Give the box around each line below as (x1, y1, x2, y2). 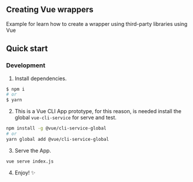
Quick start (6, 44, 48, 54)
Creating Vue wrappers (6, 5, 94, 15)
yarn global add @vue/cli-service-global (6, 136, 109, 142)
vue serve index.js (6, 158, 54, 164)
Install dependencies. (14, 75, 67, 82)
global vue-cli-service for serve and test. (14, 114, 117, 121)
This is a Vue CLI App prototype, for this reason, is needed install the (14, 108, 182, 115)
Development (6, 61, 46, 70)
